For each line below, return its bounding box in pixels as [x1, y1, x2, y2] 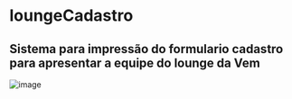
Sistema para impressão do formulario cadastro [9, 41, 284, 57]
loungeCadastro [9, 5, 134, 26]
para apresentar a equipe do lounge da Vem [9, 55, 260, 70]
